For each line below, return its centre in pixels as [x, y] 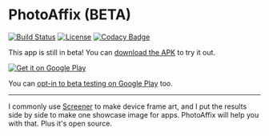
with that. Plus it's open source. [60, 123]
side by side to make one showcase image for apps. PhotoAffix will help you [134, 114]
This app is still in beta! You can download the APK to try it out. [112, 52]
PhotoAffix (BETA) [70, 15]
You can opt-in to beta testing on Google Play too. [91, 83]
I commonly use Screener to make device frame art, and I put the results [128, 106]
